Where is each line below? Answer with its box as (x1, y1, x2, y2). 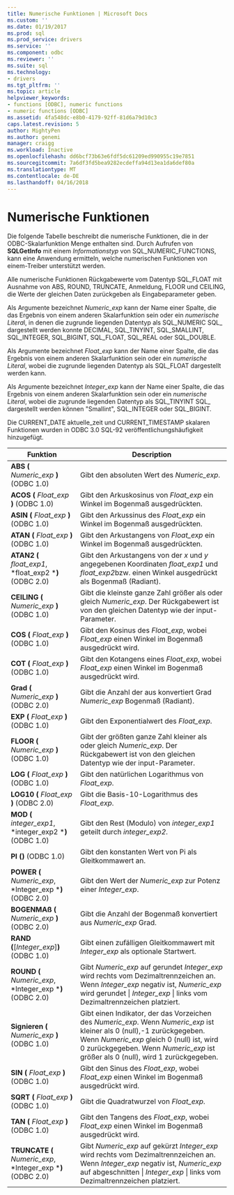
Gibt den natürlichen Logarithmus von (79, 769, 204, 779)
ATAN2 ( (10, 551, 40, 561)
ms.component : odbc (7, 50, 64, 57)
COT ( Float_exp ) (10, 659, 69, 669)
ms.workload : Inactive (7, 147, 73, 154)
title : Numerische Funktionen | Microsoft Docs (7, 10, 148, 17)
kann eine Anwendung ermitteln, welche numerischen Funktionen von (7, 254, 208, 262)
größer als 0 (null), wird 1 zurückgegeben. (79, 1052, 219, 1062)
